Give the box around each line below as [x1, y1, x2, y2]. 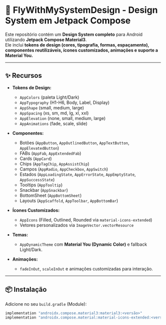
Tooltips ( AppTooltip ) [19, 182, 63, 188]
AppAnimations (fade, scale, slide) [19, 120, 88, 126]
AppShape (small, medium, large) [19, 105, 84, 110]
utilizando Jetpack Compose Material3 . [5, 37, 87, 43]
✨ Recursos [5, 71, 42, 80]
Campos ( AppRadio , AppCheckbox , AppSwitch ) [19, 166, 108, 172]
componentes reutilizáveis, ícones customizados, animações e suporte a [5, 47, 158, 53]
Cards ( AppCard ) [19, 156, 52, 162]
